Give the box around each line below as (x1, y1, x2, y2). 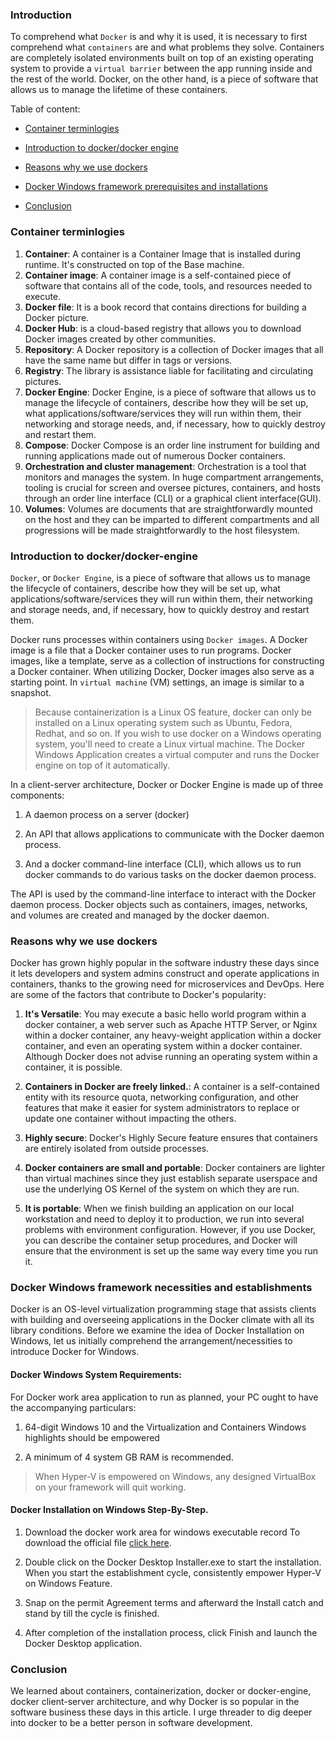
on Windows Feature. (24, 1577, 113, 1589)
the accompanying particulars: (10, 1401, 137, 1413)
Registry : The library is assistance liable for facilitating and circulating (24, 364, 314, 377)
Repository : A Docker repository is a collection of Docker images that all (24, 343, 324, 355)
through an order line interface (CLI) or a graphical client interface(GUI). (24, 492, 322, 504)
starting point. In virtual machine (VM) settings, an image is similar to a (10, 676, 305, 688)
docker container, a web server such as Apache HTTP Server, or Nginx (24, 1019, 318, 1031)
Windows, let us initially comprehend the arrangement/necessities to (10, 1335, 293, 1347)
